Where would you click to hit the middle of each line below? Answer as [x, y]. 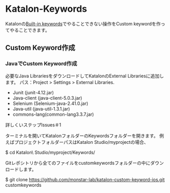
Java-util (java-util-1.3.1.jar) [41, 109]
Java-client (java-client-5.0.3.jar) [47, 98]
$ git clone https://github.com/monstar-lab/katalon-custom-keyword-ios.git [85, 179]
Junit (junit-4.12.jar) [33, 92]
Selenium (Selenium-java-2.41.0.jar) [50, 103]
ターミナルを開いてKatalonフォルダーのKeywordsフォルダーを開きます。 [82, 136]
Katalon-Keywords [46, 9]
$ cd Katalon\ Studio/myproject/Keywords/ [50, 152]
